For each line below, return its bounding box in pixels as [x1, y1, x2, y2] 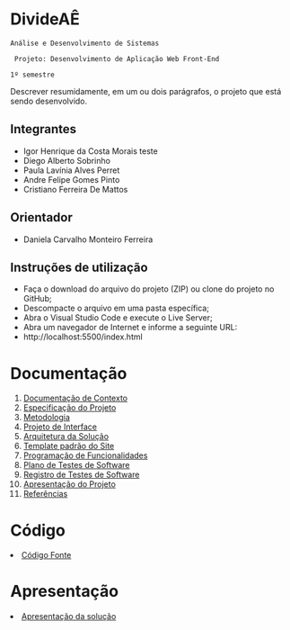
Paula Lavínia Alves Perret [22, 165, 120, 175]
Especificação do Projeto [22, 402, 117, 413]
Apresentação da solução [22, 611, 117, 622]
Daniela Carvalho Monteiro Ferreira [22, 234, 154, 245]
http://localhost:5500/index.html [22, 331, 143, 342]
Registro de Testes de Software [22, 469, 140, 481]
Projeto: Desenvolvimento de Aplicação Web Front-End [13, 54, 220, 63]
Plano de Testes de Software [22, 460, 130, 471]
